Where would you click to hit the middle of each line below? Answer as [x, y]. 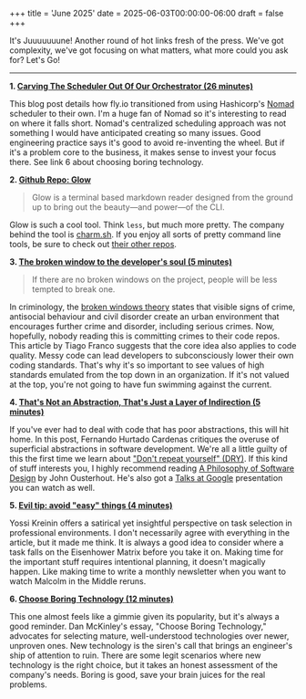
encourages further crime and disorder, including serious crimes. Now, [142, 326]
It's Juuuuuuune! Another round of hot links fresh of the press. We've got [147, 41]
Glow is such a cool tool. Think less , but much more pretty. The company [147, 224]
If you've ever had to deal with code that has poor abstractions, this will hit [149, 429]
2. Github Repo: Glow [50, 180]
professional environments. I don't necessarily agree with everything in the [149, 532]
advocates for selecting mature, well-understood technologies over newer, [149, 636]
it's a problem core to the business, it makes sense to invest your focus [143, 152]
